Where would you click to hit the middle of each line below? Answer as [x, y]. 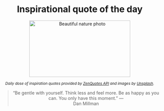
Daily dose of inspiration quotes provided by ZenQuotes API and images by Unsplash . [80, 83]
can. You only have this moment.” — [86, 98]
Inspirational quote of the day [80, 9]
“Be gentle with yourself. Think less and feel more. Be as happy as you [86, 93]
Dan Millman [86, 103]
